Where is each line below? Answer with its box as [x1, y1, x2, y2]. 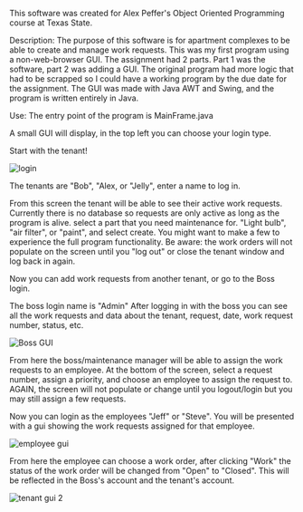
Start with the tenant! [9, 145, 88, 156]
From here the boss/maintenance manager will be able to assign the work [9, 355, 283, 365]
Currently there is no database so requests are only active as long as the [9, 208, 280, 218]
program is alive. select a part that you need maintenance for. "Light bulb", [9, 217, 287, 227]
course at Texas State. [9, 17, 93, 28]
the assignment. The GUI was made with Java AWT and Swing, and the [9, 83, 275, 93]
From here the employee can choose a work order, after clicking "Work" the [9, 456, 291, 466]
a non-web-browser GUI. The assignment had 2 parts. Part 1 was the [9, 54, 266, 64]
